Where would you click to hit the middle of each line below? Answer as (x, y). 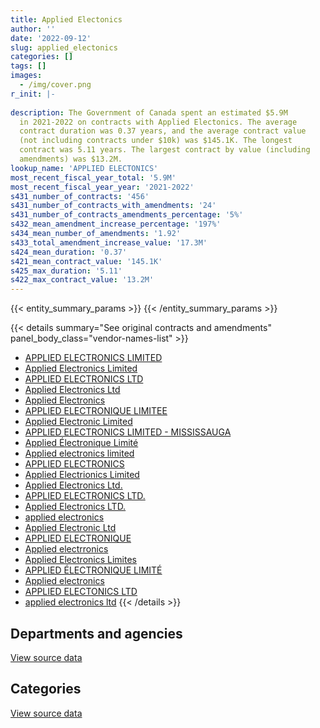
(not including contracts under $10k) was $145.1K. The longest (156, 141)
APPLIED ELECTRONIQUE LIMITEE (96, 411)
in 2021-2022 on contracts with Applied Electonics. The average (158, 122)
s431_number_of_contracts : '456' (80, 196)
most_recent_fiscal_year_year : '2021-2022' (102, 187)
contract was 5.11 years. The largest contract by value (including (165, 150)
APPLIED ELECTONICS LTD (81, 592)
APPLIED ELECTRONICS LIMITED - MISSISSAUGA (128, 432)
